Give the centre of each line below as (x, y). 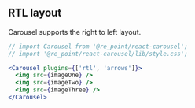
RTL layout (35, 13)
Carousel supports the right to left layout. (75, 32)
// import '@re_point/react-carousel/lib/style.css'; (98, 54)
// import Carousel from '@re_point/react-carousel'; (98, 47)
